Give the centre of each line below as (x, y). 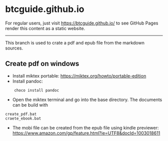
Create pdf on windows (42, 64)
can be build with (30, 105)
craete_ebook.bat (23, 118)
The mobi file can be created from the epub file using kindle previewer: (85, 127)
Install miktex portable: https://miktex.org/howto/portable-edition (79, 75)
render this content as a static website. (45, 28)
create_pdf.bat (21, 114)
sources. (14, 48)
